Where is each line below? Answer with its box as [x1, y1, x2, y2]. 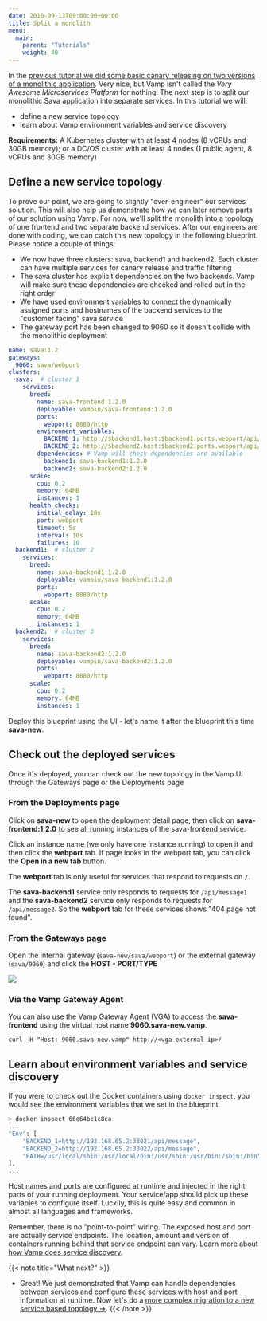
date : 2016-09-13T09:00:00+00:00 [8, 11, 119, 20]
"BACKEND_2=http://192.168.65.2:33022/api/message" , [22, 1145, 201, 1153]
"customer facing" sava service [19, 313, 123, 323]
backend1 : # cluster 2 [15, 546, 94, 554]
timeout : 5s [37, 524, 77, 532]
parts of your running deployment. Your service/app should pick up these [8, 1189, 249, 1200]
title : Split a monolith [8, 19, 91, 27]
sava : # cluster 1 [15, 375, 80, 383]
